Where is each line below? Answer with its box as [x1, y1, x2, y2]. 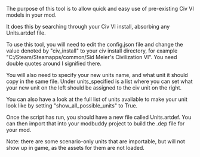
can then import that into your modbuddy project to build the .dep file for [6, 120, 185, 127]
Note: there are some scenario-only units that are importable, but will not [6, 138, 185, 145]
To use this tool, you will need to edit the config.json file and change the [6, 41, 183, 48]
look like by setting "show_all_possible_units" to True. [6, 102, 138, 109]
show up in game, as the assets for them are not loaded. [6, 144, 145, 151]
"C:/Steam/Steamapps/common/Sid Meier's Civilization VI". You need [6, 54, 177, 60]
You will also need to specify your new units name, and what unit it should [6, 72, 188, 78]
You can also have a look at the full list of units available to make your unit [6, 96, 188, 103]
